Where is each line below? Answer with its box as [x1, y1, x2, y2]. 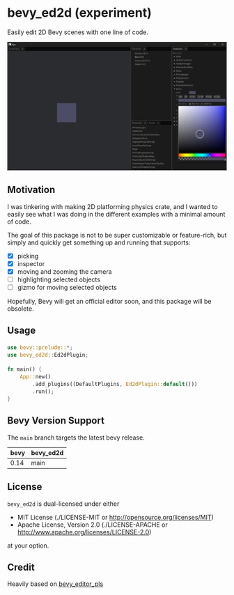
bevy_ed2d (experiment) [7, 5, 152, 21]
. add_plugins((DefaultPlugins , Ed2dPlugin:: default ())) [32, 381, 198, 388]
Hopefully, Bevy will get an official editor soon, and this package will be [7, 297, 212, 305]
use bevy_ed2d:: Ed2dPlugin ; [7, 351, 89, 358]
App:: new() [19, 373, 52, 380]
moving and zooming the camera [17, 267, 113, 276]
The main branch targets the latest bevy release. [7, 433, 145, 442]
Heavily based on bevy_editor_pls [7, 580, 104, 588]
